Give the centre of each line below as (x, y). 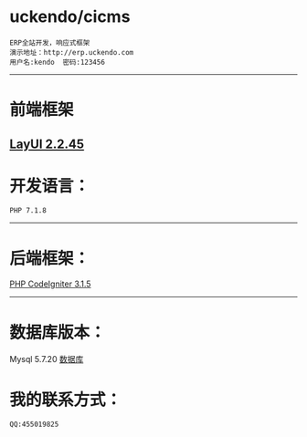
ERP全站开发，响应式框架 (50, 43)
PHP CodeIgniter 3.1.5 (50, 284)
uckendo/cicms (70, 17)
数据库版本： (58, 333)
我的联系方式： (66, 400)
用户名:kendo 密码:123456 (57, 62)
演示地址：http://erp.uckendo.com (72, 52)
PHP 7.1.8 (28, 211)
